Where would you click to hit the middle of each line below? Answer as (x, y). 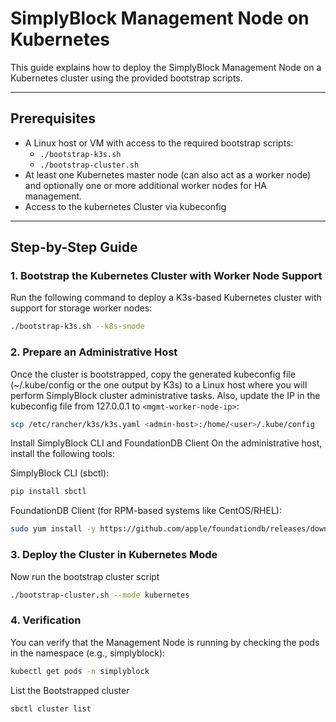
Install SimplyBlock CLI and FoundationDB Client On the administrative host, (166, 443)
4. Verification (46, 620)
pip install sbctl (48, 492)
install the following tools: (63, 454)
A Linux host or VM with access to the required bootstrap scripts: (159, 143)
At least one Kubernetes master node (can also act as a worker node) (168, 174)
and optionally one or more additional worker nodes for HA (145, 185)
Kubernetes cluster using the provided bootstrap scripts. (126, 78)
